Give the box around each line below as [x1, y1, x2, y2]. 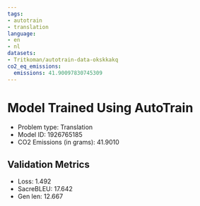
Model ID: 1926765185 [17, 131, 83, 139]
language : [7, 30, 37, 37]
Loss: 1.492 [17, 177, 52, 186]
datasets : [7, 50, 37, 57]
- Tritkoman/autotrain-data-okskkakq [7, 56, 119, 63]
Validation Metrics [7, 158, 90, 170]
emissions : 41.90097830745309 [13, 69, 102, 76]
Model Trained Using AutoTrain [7, 99, 194, 116]
